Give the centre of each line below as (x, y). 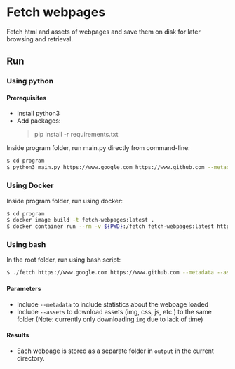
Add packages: (39, 121)
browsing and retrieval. (40, 39)
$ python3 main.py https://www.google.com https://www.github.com (106, 168)
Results (18, 335)
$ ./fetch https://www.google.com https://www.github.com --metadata (110, 273)
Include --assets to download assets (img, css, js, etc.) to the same (114, 311)
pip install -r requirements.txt (76, 135)
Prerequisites (27, 98)
